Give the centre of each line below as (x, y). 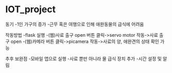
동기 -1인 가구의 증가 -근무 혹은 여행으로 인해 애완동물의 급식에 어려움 (75, 24)
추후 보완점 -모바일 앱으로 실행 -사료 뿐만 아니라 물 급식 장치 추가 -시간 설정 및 (83, 58)
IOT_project (31, 9)
